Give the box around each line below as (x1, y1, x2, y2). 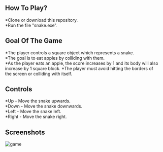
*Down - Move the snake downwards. (5, 103, 83, 109)
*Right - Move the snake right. (5, 114, 67, 120)
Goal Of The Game (5, 37, 63, 45)
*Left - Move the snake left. (5, 109, 62, 114)
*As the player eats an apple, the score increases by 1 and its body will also (5, 60, 159, 66)
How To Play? (5, 4, 48, 12)
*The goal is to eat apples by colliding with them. (5, 55, 105, 61)
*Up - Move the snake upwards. (5, 98, 70, 104)
